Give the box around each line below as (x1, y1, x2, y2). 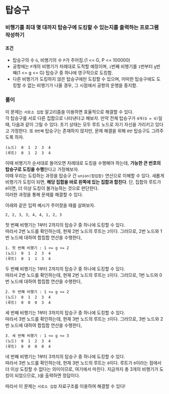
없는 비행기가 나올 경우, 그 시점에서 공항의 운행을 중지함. (27, 82, 138, 88)
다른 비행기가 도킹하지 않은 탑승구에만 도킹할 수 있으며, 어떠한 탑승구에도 (12, 76, 155, 82)
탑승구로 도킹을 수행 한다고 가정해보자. (5, 166, 79, 172)
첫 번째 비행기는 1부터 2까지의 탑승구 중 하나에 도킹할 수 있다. (5, 222, 125, 228)
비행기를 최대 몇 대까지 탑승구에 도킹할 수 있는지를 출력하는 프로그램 (5, 24, 159, 31)
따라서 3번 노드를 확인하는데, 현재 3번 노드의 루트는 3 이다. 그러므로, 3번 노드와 (5, 316, 159, 322)
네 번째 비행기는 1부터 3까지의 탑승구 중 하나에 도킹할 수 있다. (5, 353, 125, 359)
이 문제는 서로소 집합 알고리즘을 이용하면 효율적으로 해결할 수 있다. (5, 109, 134, 115)
